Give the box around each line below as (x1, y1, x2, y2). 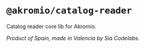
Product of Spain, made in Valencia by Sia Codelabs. (6, 34, 140, 41)
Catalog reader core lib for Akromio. (6, 22, 97, 30)
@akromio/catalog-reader (6, 5, 132, 16)
